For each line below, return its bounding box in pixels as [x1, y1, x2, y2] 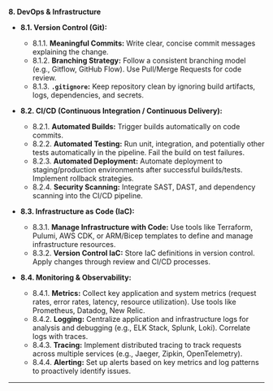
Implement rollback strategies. [32, 174, 134, 183]
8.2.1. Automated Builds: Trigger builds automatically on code [32, 122, 240, 131]
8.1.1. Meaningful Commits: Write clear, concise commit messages [32, 38, 256, 48]
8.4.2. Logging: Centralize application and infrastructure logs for [32, 315, 249, 324]
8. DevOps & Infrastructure [8, 7, 102, 16]
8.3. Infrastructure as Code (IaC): [19, 206, 135, 216]
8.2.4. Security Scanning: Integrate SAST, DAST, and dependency [32, 182, 256, 192]
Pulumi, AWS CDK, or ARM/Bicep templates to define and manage [32, 231, 253, 241]
